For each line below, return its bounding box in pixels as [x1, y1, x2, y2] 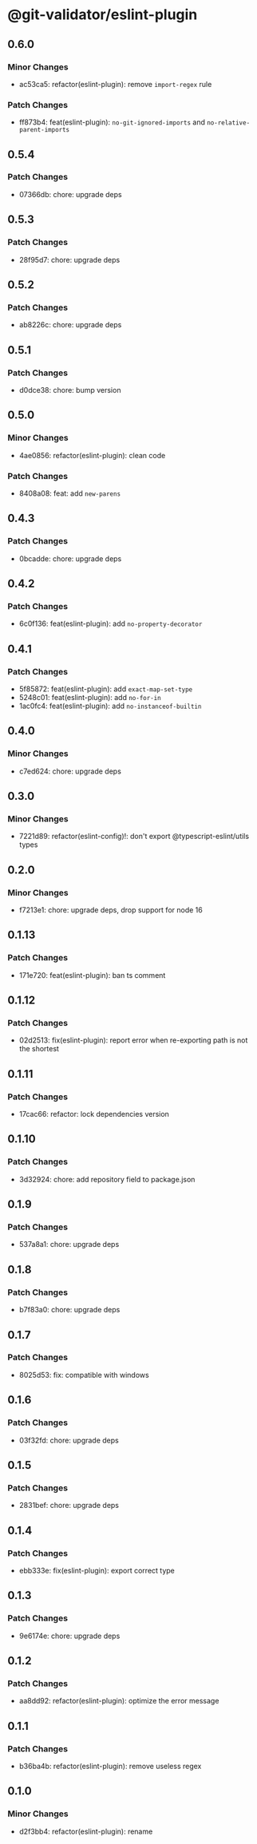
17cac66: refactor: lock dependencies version [18, 1110, 169, 1119]
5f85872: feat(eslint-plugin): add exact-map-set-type [18, 684, 193, 694]
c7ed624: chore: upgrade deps [18, 766, 121, 776]
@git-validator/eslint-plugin [7, 6, 198, 24]
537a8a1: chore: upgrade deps [18, 1240, 120, 1249]
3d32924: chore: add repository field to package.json [18, 1174, 196, 1184]
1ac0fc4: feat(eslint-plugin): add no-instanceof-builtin [18, 701, 202, 710]
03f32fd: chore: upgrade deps [18, 1435, 119, 1445]
